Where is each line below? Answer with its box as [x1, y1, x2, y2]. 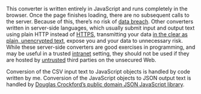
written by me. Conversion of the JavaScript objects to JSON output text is [6, 75, 191, 81]
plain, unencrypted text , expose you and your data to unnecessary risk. [6, 37, 184, 44]
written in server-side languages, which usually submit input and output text [6, 24, 195, 31]
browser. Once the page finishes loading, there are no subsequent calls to [6, 11, 190, 19]
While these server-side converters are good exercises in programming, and [6, 43, 196, 51]
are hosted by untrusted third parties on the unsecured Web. [6, 57, 156, 63]
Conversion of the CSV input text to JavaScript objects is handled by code [6, 68, 191, 75]
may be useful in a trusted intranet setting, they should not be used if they [6, 50, 190, 57]
